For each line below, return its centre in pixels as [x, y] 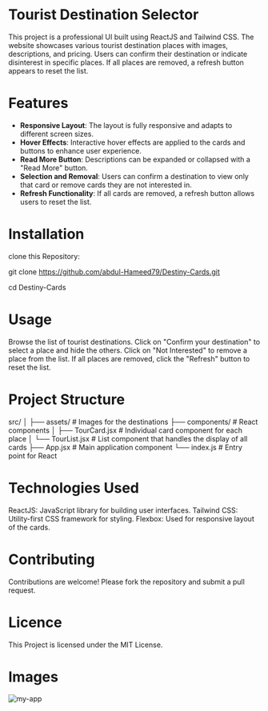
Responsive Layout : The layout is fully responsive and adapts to [126, 125]
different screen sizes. [57, 134]
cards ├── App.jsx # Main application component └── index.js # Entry [125, 447]
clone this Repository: [44, 256]
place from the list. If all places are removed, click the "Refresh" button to [129, 358]
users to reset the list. [56, 202]
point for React [33, 455]
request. [22, 590]
